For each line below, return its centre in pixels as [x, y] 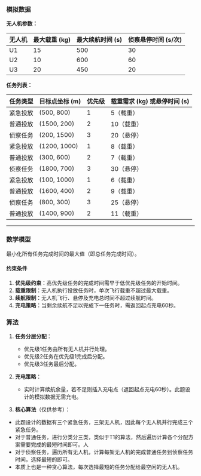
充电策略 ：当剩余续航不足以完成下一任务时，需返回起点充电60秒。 [97, 305]
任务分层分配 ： [33, 336]
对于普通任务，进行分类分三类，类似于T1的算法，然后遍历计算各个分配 [101, 437]
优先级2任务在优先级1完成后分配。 [66, 357]
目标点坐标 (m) [60, 102]
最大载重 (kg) [52, 40]
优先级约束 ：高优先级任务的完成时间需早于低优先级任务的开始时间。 [99, 282]
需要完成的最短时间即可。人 [54, 445]
